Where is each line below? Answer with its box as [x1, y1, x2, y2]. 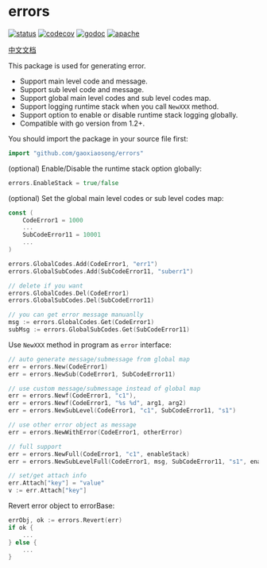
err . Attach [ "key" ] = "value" [8, 479, 105, 487]
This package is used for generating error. [8, 60, 146, 70]
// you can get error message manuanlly [8, 311, 145, 319]
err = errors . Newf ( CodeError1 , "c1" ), [8, 392, 137, 400]
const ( [8, 209, 34, 217]
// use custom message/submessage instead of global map [8, 384, 201, 392]
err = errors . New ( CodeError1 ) [8, 362, 109, 371]
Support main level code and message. [19, 76, 149, 86]
